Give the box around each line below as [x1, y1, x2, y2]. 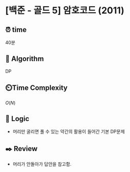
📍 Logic [5, 114, 30, 123]
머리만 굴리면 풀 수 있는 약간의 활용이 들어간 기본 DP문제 [12, 129, 125, 135]
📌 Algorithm [5, 55, 44, 63]
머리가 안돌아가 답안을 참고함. [12, 161, 72, 167]
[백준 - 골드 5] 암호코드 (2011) [5, 5, 125, 16]
